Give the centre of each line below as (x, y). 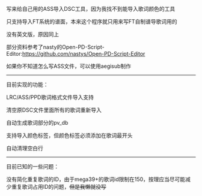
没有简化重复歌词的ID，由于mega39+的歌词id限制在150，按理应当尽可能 (96, 179)
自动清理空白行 (25, 148)
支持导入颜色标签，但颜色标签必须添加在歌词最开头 (69, 135)
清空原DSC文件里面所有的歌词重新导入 (54, 110)
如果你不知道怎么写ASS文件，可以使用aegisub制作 (69, 66)
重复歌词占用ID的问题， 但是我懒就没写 (59, 187)
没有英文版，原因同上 (32, 34)
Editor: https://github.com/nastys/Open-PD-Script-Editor (76, 54)
